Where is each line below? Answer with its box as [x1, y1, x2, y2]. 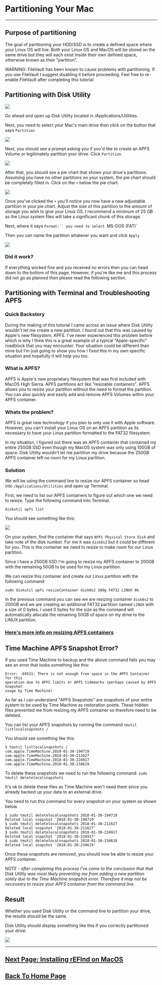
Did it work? [5, 254, 34, 260]
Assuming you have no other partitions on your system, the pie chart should [5, 175, 156, 180]
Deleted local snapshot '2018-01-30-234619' [5, 842, 96, 848]
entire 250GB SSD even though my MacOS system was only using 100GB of [5, 445, 156, 450]
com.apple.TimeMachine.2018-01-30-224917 [5, 758, 90, 763]
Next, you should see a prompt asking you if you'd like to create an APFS [5, 145, 150, 151]
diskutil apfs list [5, 507, 44, 512]
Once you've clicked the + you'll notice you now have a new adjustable [5, 198, 146, 204]
